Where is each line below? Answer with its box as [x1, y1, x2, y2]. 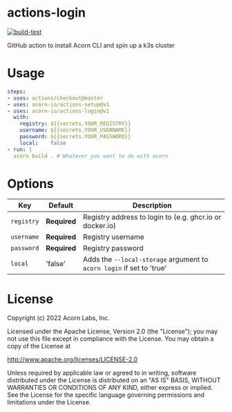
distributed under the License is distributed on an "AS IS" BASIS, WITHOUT [7, 376, 221, 384]
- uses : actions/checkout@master [7, 95, 104, 102]
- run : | [7, 146, 32, 153]
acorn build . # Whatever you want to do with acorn [13, 152, 168, 160]
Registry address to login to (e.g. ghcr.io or [82, 212, 222, 222]
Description [132, 200, 172, 210]
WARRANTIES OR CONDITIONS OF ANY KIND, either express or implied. [7, 384, 213, 392]
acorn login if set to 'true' [82, 263, 167, 273]
